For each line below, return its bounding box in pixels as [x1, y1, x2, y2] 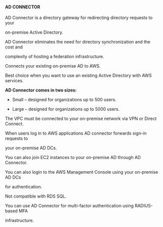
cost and [5, 44, 23, 50]
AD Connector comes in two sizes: [5, 87, 77, 93]
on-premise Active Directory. [5, 29, 64, 35]
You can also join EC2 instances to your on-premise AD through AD [5, 155, 141, 160]
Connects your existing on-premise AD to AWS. [5, 63, 101, 69]
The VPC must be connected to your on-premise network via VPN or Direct [5, 115, 157, 122]
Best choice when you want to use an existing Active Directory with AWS [5, 72, 152, 78]
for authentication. [5, 184, 43, 190]
